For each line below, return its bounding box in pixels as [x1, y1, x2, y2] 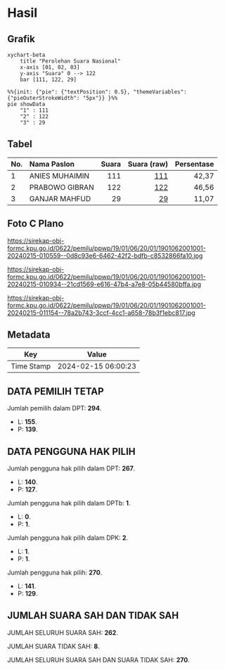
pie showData [7, 101, 46, 108]
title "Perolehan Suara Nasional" [20, 58, 121, 65]
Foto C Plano [7, 218, 64, 230]
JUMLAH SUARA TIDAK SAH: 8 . [7, 642, 100, 650]
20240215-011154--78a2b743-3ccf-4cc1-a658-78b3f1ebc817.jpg [7, 308, 195, 317]
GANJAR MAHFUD [29, 193, 91, 203]
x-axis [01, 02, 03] [20, 64, 80, 71]
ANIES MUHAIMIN [29, 171, 90, 181]
